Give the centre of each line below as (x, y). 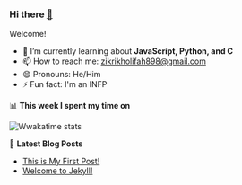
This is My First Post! (61, 162)
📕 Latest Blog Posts (46, 144)
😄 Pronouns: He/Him (61, 75)
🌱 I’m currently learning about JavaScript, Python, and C (128, 51)
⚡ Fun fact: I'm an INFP (65, 84)
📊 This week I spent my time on (70, 106)
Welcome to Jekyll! (57, 171)
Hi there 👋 (31, 14)
